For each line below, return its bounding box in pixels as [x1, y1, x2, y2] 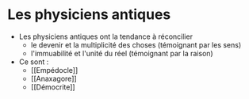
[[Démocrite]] [30, 82, 76, 92]
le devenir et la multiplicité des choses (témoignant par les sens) [30, 40, 242, 49]
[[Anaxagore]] [30, 74, 77, 83]
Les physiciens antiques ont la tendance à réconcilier [18, 32, 193, 41]
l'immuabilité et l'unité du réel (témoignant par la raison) [30, 48, 213, 58]
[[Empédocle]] [30, 65, 79, 74]
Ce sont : [18, 57, 49, 67]
